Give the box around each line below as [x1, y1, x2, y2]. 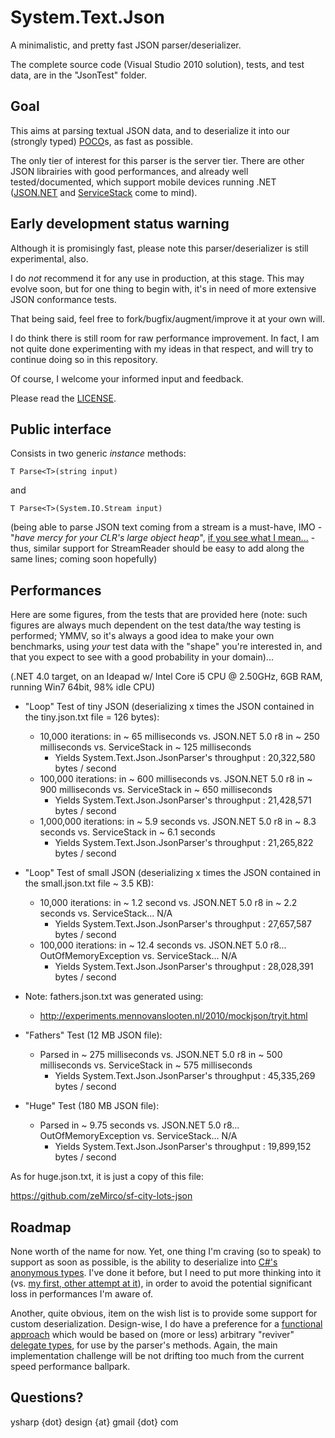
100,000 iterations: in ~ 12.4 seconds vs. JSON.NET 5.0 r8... [39, 939, 287, 951]
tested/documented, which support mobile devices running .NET [10, 176, 277, 188]
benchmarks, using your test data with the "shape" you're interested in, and [10, 641, 323, 653]
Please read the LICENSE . [10, 392, 117, 404]
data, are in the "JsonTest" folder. [10, 69, 148, 81]
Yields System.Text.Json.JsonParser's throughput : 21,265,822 [54, 837, 314, 849]
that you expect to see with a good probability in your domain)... [10, 651, 274, 663]
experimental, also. [10, 252, 89, 265]
